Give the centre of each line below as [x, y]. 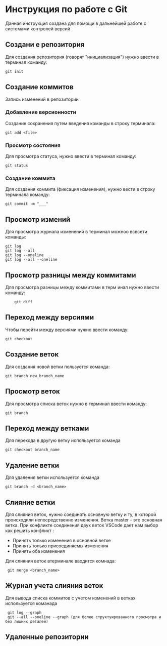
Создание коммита [30, 178]
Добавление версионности [41, 112]
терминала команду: [27, 195]
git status [17, 166]
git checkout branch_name [32, 450]
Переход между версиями [50, 317]
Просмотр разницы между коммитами [71, 275]
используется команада [31, 603]
